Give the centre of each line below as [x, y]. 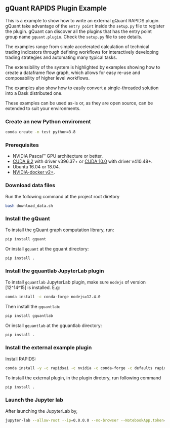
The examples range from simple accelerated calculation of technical [77, 46]
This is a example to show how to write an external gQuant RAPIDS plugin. [83, 20]
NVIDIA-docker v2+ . [34, 172]
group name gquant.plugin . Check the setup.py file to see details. [74, 37]
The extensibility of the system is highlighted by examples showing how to [83, 67]
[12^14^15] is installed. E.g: [33, 287]
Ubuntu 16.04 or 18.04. [36, 167]
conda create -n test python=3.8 [40, 132]
